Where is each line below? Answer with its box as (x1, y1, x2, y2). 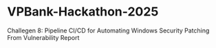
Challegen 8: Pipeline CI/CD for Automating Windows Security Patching (7, 26, 210, 34)
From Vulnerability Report (7, 33, 80, 41)
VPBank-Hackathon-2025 (7, 4, 159, 20)
